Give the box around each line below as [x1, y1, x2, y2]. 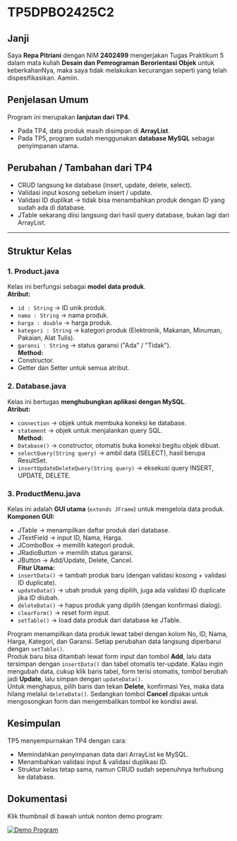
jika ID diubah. [17, 593, 59, 602]
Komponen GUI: [7, 512, 55, 520]
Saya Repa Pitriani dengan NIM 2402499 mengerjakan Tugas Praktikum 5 [7, 51, 224, 59]
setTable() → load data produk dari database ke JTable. [17, 616, 181, 624]
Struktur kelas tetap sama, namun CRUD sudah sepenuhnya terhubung [17, 765, 224, 773]
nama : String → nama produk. [17, 311, 109, 320]
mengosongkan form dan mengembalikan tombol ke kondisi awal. [7, 697, 199, 705]
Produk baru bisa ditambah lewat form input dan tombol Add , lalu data [7, 652, 212, 660]
